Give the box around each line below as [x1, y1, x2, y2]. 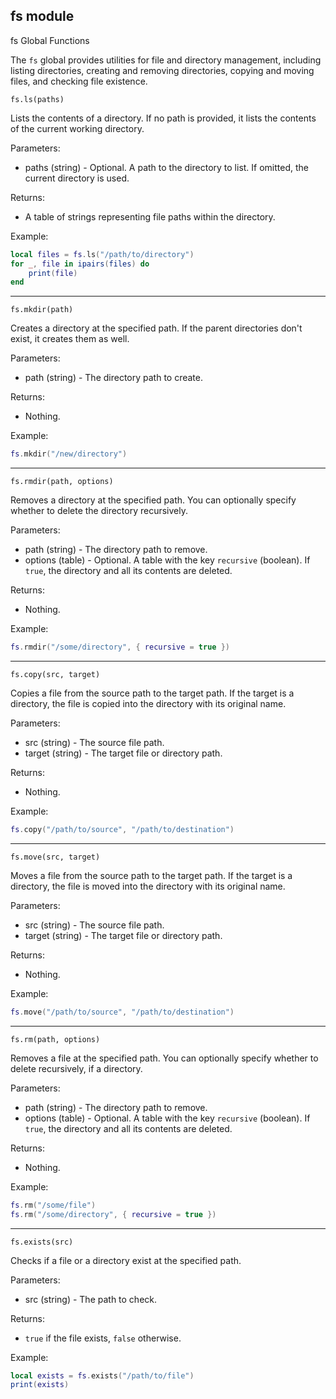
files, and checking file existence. [10, 75, 148, 87]
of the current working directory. [10, 122, 145, 134]
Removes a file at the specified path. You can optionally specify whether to [10, 1052, 319, 1064]
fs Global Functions [10, 34, 90, 46]
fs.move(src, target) [10, 852, 101, 862]
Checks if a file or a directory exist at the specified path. [10, 1254, 242, 1266]
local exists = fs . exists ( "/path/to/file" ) [10, 1370, 195, 1381]
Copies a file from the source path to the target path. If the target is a [10, 687, 295, 699]
